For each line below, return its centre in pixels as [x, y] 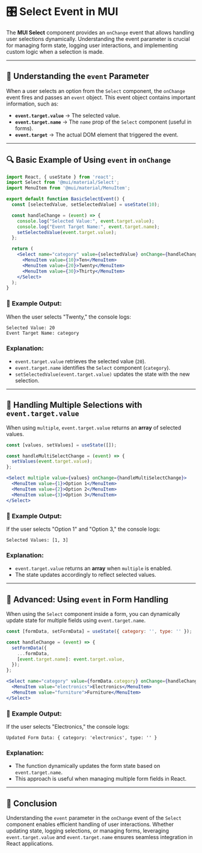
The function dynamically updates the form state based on [87, 766]
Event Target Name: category [43, 333]
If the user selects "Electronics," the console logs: [68, 726]
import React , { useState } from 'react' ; [60, 177]
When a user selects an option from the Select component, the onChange [96, 90]
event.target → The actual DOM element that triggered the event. [96, 135]
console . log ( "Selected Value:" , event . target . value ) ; [86, 221]
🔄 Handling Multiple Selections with [74, 405]
